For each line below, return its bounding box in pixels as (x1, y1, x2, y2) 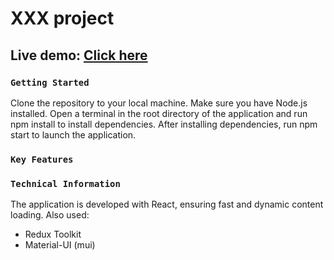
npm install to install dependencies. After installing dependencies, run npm (10, 118, 318, 130)
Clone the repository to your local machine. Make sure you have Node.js (10, 97, 308, 109)
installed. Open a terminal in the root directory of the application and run (10, 107, 308, 119)
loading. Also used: (10, 209, 90, 221)
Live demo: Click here (10, 47, 148, 64)
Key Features (10, 153, 74, 165)
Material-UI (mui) (24, 239, 96, 251)
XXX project (10, 7, 115, 30)
